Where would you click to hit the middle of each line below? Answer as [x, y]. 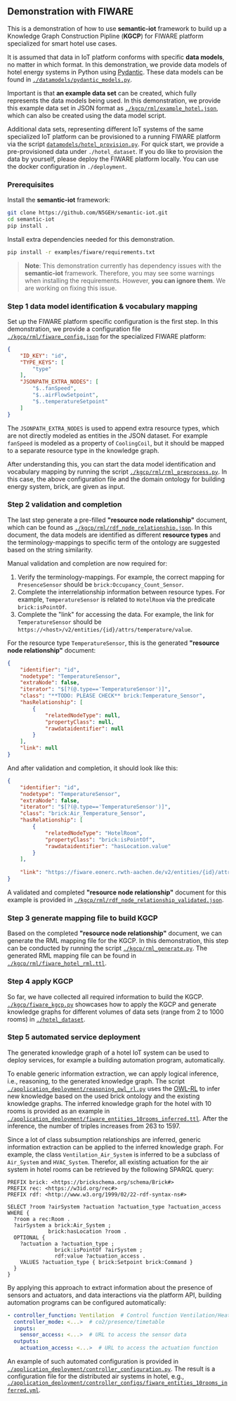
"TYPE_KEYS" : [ [42, 362]
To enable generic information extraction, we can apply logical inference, [113, 1074]
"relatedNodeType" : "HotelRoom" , [93, 833]
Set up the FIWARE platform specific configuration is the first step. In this [113, 321]
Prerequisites [31, 184]
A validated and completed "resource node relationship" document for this [117, 892]
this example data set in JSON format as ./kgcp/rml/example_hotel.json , [113, 107]
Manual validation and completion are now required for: [87, 563]
